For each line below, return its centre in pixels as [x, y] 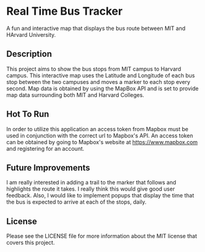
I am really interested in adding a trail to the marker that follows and [91, 183]
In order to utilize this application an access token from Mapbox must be [97, 129]
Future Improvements [48, 168]
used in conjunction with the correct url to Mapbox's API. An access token [100, 136]
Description [29, 54]
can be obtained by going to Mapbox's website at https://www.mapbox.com [102, 142]
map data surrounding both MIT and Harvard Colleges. [75, 95]
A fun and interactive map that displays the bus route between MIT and [96, 28]
